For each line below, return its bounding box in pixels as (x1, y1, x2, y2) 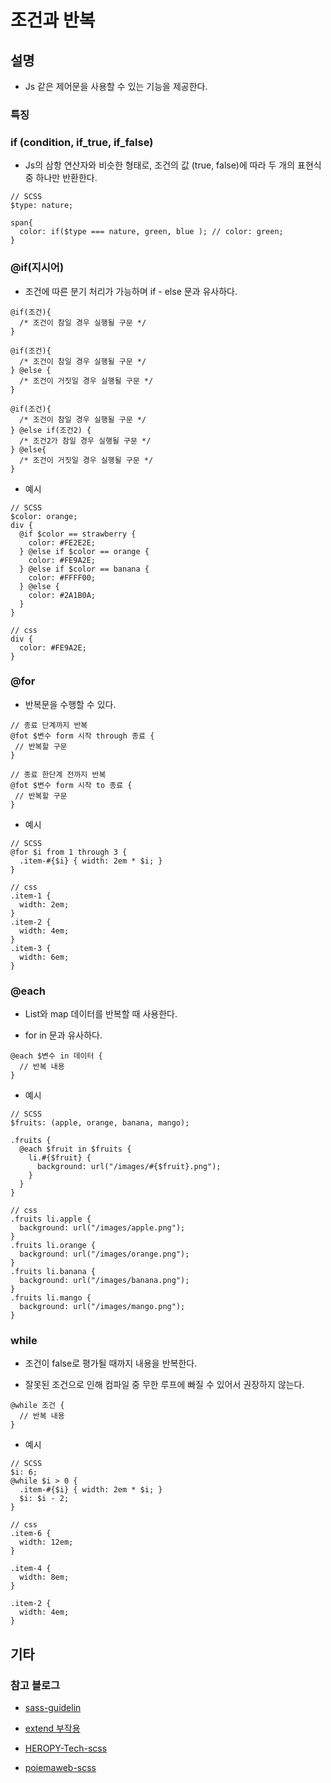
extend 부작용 (24, 1722, 81, 1735)
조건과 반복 (10, 9, 96, 32)
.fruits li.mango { (10, 1293, 92, 1303)
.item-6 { (10, 1529, 52, 1539)
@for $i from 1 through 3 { (10, 847, 128, 857)
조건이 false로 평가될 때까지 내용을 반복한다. (24, 1357, 198, 1370)
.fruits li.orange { (10, 1241, 97, 1251)
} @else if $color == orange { (19, 546, 150, 556)
